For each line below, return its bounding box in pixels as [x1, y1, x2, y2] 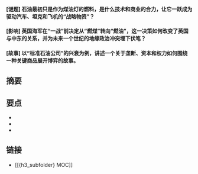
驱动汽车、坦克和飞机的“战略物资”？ [6, 12, 95, 20]
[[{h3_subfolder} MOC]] [14, 161, 73, 168]
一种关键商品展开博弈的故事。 [6, 57, 79, 64]
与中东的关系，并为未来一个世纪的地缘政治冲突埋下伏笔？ [6, 35, 146, 42]
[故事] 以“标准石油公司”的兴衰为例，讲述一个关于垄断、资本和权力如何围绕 [6, 49, 188, 56]
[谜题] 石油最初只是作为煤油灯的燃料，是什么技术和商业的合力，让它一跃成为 [6, 5, 193, 12]
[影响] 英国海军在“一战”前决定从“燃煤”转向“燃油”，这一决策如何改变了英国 [6, 27, 189, 35]
